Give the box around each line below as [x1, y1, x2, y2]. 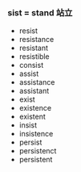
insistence [18, 129, 54, 139]
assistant [18, 86, 50, 96]
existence [18, 103, 52, 113]
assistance [18, 78, 55, 87]
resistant [18, 43, 49, 53]
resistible [18, 52, 50, 61]
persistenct [18, 146, 57, 156]
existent [18, 111, 46, 122]
